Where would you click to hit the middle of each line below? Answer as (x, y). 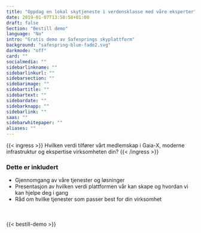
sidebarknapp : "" (28, 106)
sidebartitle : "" (28, 90)
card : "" (17, 56)
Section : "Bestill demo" (37, 28)
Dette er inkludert (32, 167)
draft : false (22, 23)
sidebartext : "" (26, 95)
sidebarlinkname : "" (32, 67)
